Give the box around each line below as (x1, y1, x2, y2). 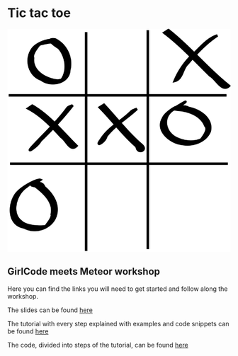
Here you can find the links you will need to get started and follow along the (7, 285, 228, 293)
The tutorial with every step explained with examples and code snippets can (7, 319, 229, 328)
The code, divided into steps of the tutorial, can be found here (7, 340, 189, 349)
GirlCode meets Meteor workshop (7, 265, 161, 277)
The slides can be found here (7, 306, 93, 314)
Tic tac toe (7, 5, 71, 21)
